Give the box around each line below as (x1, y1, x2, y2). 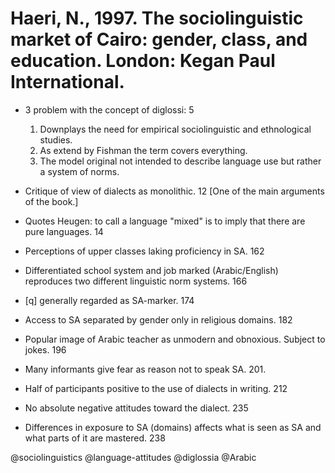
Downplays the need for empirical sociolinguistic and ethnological (39, 123, 312, 135)
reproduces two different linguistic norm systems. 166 (24, 275, 248, 287)
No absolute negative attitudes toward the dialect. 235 (24, 402, 249, 414)
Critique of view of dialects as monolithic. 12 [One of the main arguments (24, 185, 325, 197)
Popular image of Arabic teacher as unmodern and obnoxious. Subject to (24, 333, 326, 345)
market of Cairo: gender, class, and (10, 28, 308, 51)
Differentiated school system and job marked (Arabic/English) (24, 264, 279, 276)
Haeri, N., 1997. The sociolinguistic (10, 7, 304, 30)
